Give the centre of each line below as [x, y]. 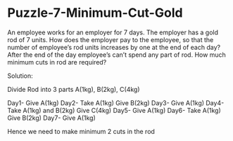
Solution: [20, 76]
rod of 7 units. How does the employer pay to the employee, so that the [111, 39]
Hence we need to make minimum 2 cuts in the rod [81, 131]
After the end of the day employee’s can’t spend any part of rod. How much [117, 55]
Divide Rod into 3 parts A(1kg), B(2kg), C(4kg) [74, 89]
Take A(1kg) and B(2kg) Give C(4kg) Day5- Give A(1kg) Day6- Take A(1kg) [114, 110]
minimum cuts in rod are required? [57, 62]
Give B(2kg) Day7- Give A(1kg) [52, 118]
